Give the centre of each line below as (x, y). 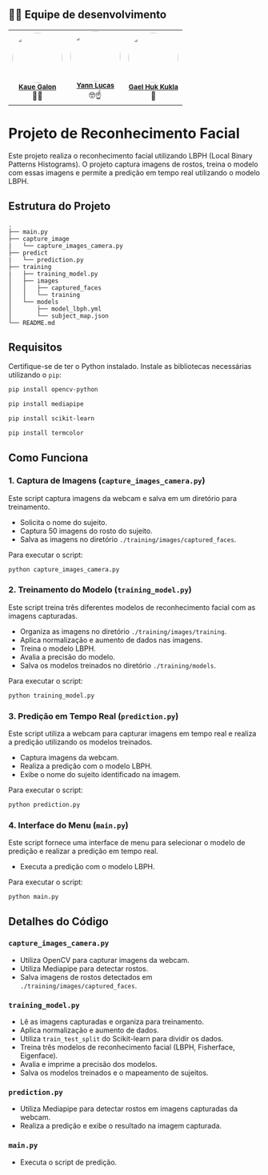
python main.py (34, 897)
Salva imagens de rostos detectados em (86, 976)
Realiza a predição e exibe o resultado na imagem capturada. (121, 1126)
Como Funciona (48, 458)
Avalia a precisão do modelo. (68, 656)
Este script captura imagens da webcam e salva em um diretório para (123, 498)
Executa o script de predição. (68, 1162)
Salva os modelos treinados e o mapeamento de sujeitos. (114, 1073)
